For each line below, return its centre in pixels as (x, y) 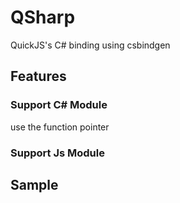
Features (38, 76)
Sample (34, 184)
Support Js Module (57, 153)
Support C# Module (59, 105)
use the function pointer (60, 127)
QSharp (43, 17)
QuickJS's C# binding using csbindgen (90, 45)
